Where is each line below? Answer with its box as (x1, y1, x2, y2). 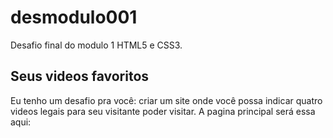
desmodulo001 (10, 6, 138, 29)
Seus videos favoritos (10, 68, 150, 85)
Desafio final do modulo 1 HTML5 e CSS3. (10, 39, 183, 51)
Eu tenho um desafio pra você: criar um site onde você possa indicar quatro (10, 94, 323, 106)
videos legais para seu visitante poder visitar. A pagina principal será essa (10, 105, 316, 117)
